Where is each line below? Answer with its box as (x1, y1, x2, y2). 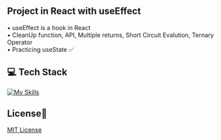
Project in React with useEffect (7, 5, 142, 17)
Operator (7, 38, 33, 46)
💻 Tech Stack (7, 66, 68, 78)
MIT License (7, 126, 42, 134)
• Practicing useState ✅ (7, 45, 74, 53)
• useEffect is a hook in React (7, 23, 91, 31)
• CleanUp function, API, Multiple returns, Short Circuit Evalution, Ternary (7, 31, 214, 39)
